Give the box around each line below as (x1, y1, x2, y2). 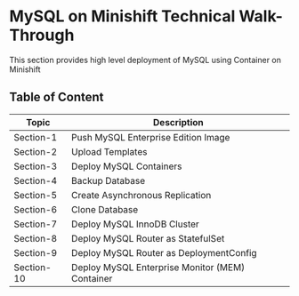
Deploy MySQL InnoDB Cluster (70, 218, 200, 230)
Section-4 (13, 174, 58, 187)
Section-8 (13, 232, 58, 244)
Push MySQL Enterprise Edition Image (70, 131, 230, 143)
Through (9, 25, 75, 45)
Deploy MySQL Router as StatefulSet (70, 232, 225, 244)
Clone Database (70, 203, 139, 215)
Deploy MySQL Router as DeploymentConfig (70, 246, 257, 259)
